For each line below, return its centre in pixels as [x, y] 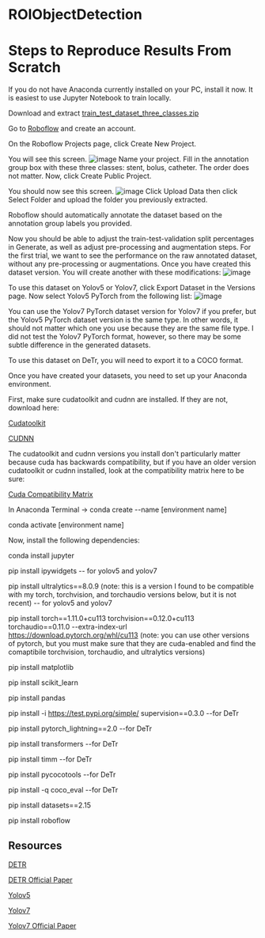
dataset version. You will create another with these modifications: [115, 272]
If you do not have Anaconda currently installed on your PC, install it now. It [131, 89]
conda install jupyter [42, 556]
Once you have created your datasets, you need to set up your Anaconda [128, 376]
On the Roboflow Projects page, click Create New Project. [102, 144]
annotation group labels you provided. [70, 224]
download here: [34, 408]
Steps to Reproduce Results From [120, 51]
